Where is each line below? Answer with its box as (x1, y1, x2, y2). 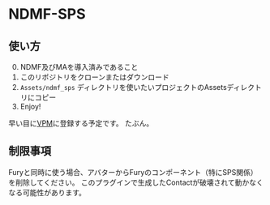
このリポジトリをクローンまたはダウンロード (19, 72, 170, 82)
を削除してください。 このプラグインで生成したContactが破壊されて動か (8, 177, 250, 187)
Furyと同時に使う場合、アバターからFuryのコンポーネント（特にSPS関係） (8, 167, 258, 177)
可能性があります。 (22, 187, 87, 197)
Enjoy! (19, 102, 41, 111)
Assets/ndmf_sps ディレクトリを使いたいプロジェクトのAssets (19, 83, 227, 92)
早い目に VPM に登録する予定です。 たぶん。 (8, 118, 154, 128)
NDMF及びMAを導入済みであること (19, 62, 139, 71)
